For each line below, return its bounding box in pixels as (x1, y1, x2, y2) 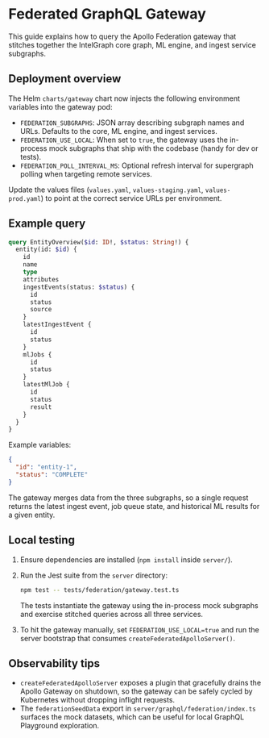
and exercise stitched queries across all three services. (19, 609, 204, 619)
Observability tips (8, 657, 101, 670)
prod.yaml (8, 194, 42, 202)
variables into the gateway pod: (8, 102, 113, 111)
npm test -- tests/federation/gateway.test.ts (19, 586, 180, 594)
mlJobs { (23, 350, 52, 359)
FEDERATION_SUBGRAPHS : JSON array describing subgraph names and (19, 118, 245, 127)
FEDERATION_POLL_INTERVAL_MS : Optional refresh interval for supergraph (19, 161, 254, 170)
